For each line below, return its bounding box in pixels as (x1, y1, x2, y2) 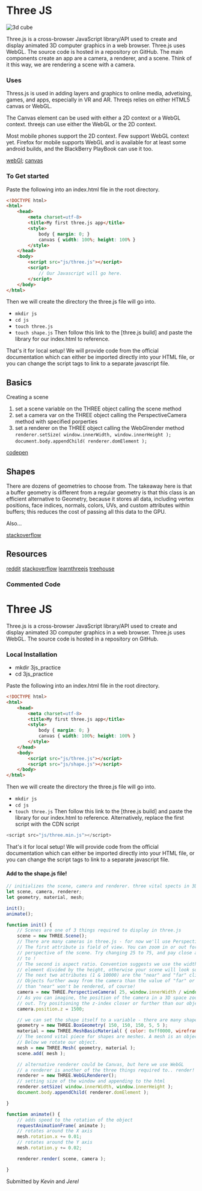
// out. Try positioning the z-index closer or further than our (17, 1000, 185, 1006)
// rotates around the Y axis (17, 1139, 93, 1146)
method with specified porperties (14, 418, 98, 426)
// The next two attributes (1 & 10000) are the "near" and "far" (17, 972, 187, 979)
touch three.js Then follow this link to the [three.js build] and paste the (14, 808, 192, 815)
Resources (6, 549, 47, 559)
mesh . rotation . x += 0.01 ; (17, 1134, 82, 1140)
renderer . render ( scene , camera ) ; (17, 1155, 106, 1162)
